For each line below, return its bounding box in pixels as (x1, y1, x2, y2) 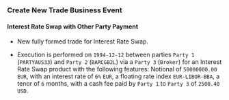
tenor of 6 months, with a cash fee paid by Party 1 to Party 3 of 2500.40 (16, 80, 220, 88)
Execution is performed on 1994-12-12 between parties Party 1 (16, 50, 195, 59)
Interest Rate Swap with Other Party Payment (7, 22, 139, 31)
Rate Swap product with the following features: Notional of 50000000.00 (16, 65, 217, 73)
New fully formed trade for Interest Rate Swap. (16, 37, 149, 46)
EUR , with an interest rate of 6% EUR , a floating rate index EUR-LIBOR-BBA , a (16, 72, 220, 80)
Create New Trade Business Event (7, 5, 122, 15)
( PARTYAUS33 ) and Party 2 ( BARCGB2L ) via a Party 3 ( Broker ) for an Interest (16, 58, 222, 66)
